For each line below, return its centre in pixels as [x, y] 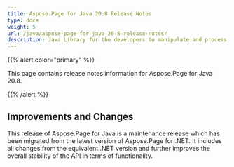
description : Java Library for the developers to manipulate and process [117, 40]
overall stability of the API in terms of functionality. [80, 156]
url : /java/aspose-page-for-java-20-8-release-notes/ [88, 33]
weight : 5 [22, 27]
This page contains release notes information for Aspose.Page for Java [110, 74]
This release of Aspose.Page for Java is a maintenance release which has [114, 133]
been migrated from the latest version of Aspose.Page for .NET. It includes [115, 140]
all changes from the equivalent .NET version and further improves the [109, 148]
